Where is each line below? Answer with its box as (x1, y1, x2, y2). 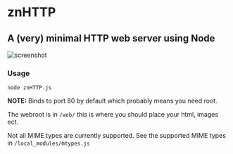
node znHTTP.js (7, 84, 52, 91)
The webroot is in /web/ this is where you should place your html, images (7, 110, 219, 119)
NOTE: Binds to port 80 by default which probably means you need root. (7, 96, 218, 105)
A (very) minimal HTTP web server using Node (7, 32, 215, 44)
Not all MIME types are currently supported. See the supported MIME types (7, 131, 227, 140)
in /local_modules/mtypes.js (7, 139, 90, 148)
